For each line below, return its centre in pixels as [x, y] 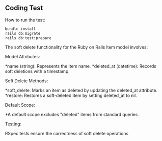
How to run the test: [25, 20]
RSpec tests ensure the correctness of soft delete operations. [67, 134]
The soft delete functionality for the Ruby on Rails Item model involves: [77, 47]
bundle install [21, 29]
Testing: [13, 124]
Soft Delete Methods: [27, 81]
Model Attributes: [23, 57]
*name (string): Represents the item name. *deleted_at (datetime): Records [81, 66]
